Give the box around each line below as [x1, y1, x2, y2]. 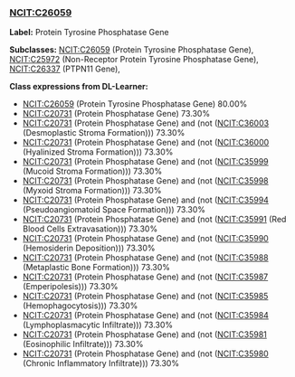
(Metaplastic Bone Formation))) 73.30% [22, 262, 170, 273]
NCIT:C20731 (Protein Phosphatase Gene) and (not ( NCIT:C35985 [22, 291, 269, 302]
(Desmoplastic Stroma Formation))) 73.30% [22, 127, 186, 138]
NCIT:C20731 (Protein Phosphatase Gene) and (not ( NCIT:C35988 [22, 252, 269, 263]
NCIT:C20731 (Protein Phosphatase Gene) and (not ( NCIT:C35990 [22, 233, 269, 244]
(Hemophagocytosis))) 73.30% [22, 300, 138, 311]
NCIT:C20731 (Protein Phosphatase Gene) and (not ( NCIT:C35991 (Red [22, 214, 287, 225]
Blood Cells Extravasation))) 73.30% [22, 223, 158, 234]
